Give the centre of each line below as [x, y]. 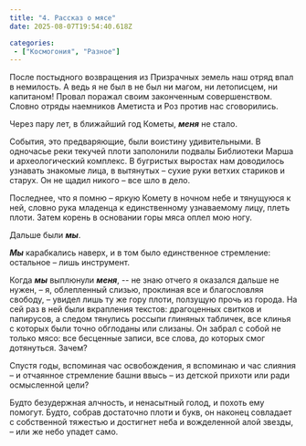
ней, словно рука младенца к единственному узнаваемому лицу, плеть [150, 208]
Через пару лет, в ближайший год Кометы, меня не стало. [123, 124]
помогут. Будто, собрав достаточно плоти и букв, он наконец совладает [151, 412]
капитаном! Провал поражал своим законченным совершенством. [141, 97]
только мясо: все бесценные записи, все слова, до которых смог [137, 338]
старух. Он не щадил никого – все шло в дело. [100, 181]
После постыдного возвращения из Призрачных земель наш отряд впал [152, 78]
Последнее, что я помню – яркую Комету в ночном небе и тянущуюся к [150, 198]
